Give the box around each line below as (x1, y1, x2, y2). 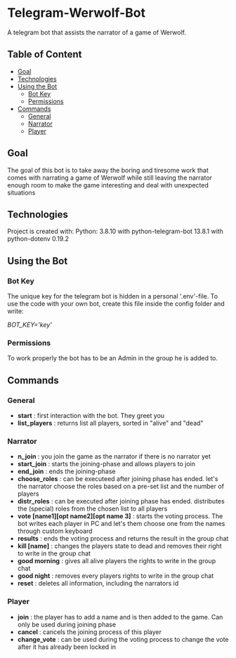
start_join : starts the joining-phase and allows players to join (17, 460, 195, 468)
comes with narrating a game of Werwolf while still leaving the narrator (7, 173, 213, 182)
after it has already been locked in (17, 643, 117, 651)
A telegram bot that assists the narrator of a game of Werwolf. (7, 28, 187, 37)
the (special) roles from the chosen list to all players (17, 504, 168, 513)
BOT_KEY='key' (7, 321, 53, 329)
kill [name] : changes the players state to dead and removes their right (17, 542, 223, 551)
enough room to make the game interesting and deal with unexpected (7, 180, 209, 189)
